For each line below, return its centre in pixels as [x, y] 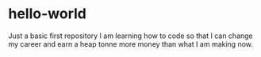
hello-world [48, 14]
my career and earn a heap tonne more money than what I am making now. [131, 44]
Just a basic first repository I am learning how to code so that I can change [131, 36]
